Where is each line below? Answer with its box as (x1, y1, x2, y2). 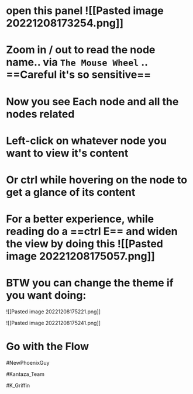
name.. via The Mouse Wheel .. (6, 56, 148, 69)
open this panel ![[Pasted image (6, 4, 164, 18)
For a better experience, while (6, 212, 154, 226)
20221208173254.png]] (6, 16, 124, 30)
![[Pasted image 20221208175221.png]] (6, 308, 101, 315)
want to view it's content (6, 146, 129, 160)
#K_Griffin (6, 382, 30, 389)
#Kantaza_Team (6, 371, 45, 378)
